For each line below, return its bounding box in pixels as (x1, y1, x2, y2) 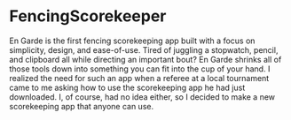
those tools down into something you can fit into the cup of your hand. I (9, 64, 271, 74)
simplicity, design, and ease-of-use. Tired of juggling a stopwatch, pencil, (9, 44, 279, 55)
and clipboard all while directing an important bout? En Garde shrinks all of (9, 54, 282, 64)
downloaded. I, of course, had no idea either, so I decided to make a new (9, 91, 276, 102)
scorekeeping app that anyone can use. (9, 101, 153, 111)
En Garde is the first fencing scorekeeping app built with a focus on (9, 35, 256, 46)
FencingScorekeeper (9, 6, 167, 26)
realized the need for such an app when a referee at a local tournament (9, 72, 270, 83)
